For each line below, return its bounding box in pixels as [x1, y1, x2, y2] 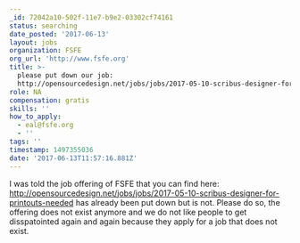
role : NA [9, 87, 42, 96]
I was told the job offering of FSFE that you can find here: [9, 178, 220, 189]
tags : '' [9, 137, 42, 146]
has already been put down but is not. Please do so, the [75, 197, 281, 207]
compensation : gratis [9, 95, 90, 105]
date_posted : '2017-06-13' [9, 29, 110, 38]
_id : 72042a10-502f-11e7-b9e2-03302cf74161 [9, 12, 174, 22]
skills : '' [9, 104, 50, 113]
